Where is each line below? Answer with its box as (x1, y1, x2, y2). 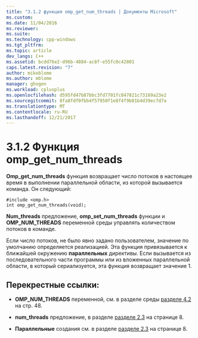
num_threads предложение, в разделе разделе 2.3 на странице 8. (14, 313, 184, 321)
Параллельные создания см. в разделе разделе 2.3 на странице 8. (14, 325, 188, 332)
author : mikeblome (6, 70, 52, 76)
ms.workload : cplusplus (6, 87, 66, 93)
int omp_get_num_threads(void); (6, 202, 86, 208)
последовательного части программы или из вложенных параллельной (6, 256, 190, 263)
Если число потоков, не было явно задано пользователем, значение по (6, 237, 189, 244)
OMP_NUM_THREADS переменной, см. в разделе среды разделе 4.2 (14, 296, 191, 303)
